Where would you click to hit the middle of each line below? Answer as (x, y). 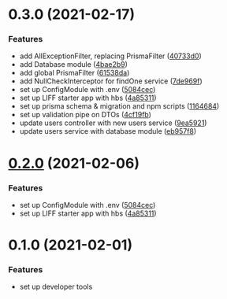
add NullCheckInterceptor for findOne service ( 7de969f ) (111, 81)
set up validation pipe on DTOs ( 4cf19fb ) (86, 115)
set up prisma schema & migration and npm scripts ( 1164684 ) (119, 106)
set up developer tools (56, 287)
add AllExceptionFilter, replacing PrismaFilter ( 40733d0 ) (111, 56)
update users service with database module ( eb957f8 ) (108, 131)
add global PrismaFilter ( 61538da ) (74, 73)
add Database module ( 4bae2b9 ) (74, 65)
